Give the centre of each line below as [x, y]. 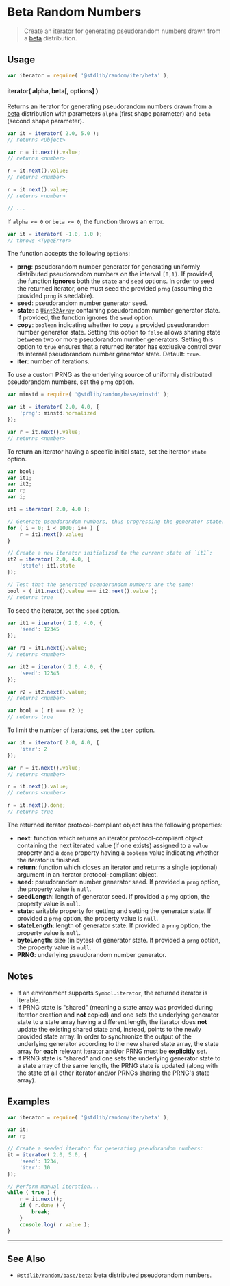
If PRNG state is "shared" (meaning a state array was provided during [115, 1007]
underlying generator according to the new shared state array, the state [118, 1043]
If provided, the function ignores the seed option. [85, 318]
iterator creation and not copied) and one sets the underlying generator [118, 1015]
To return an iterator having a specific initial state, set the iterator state [107, 451]
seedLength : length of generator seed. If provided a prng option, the [114, 896]
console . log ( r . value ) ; [55, 1224]
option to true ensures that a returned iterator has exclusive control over [119, 347]
